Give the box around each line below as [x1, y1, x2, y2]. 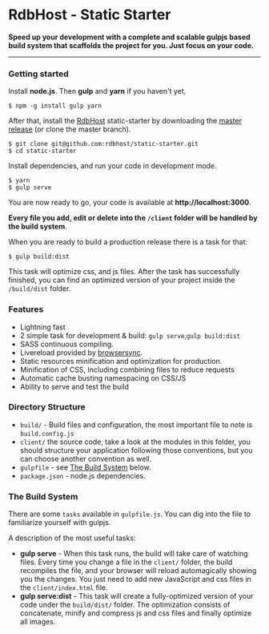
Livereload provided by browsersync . [19, 347, 143, 357]
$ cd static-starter [8, 147, 78, 155]
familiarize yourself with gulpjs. [8, 518, 111, 527]
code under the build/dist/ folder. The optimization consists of [19, 600, 231, 610]
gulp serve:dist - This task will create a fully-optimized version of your [19, 592, 254, 601]
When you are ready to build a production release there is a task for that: [8, 237, 248, 247]
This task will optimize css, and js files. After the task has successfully [8, 267, 240, 277]
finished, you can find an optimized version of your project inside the [8, 275, 235, 285]
